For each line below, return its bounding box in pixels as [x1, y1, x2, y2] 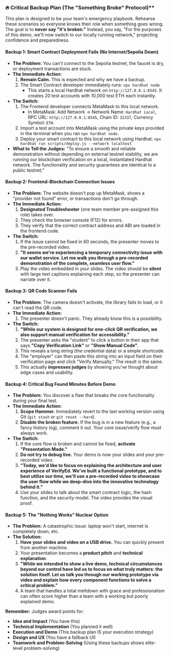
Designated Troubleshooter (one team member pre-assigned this [20, 206, 159, 212]
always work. [20, 430, 48, 436]
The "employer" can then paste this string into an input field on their [20, 353, 162, 359]
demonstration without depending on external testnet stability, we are [12, 151, 158, 157]
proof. [20, 500, 33, 506]
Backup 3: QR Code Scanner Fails [5, 288, 78, 294]
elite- [145, 640, 156, 646]
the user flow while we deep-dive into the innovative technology [20, 479, 159, 485]
